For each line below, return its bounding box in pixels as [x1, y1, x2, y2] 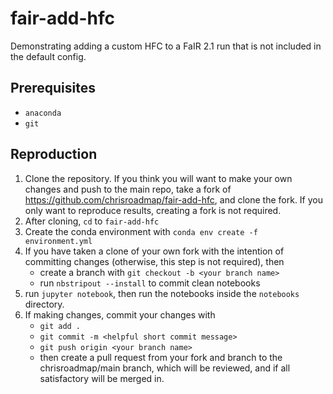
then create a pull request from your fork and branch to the [39, 351, 283, 363]
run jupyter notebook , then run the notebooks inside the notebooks [24, 287, 300, 299]
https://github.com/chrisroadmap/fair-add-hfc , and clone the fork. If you [24, 193, 324, 206]
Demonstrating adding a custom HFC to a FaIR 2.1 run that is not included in [10, 40, 322, 52]
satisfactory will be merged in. [39, 372, 165, 384]
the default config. [10, 50, 87, 62]
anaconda [24, 108, 62, 118]
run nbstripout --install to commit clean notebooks [39, 277, 261, 289]
